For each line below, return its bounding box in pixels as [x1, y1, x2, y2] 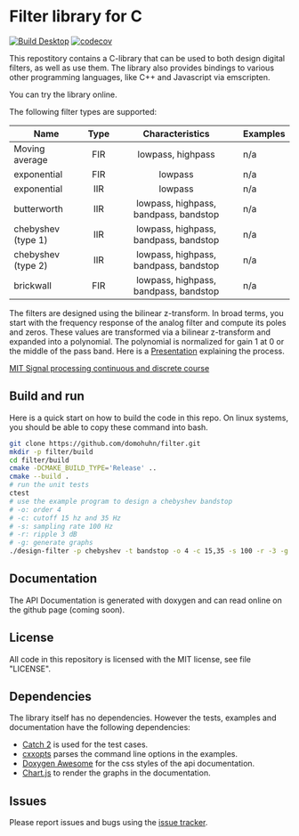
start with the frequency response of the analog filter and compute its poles [9, 317, 287, 328]
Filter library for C [9, 6, 142, 27]
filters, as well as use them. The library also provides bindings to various [9, 62, 274, 73]
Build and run [9, 389, 85, 404]
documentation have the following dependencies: [9, 722, 191, 733]
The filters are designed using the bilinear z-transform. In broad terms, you [9, 307, 284, 318]
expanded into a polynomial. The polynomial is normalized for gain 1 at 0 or [9, 336, 285, 346]
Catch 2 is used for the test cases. [21, 739, 149, 750]
